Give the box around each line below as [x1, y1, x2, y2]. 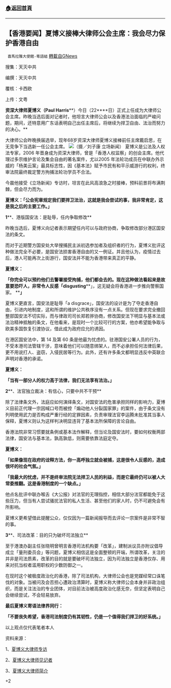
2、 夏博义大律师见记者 [5, 657, 53, 663]
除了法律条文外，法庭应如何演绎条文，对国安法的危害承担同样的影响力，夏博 [5, 399, 165, 405]
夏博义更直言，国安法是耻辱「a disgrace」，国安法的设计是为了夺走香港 [5, 300, 154, 306]
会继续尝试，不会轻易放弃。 [5, 592, 63, 598]
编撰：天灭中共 [5, 75, 37, 81]
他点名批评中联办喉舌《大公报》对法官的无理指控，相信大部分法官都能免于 [5, 491, 161, 497]
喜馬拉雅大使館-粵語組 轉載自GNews [7, 53, 78, 59]
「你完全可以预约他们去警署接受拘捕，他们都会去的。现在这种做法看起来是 [5, 277, 161, 283]
